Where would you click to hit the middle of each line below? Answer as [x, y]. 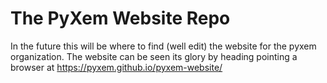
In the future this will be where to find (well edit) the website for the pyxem [163, 46]
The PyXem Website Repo [120, 18]
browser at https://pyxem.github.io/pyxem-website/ [116, 67]
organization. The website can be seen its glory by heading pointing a [154, 56]
